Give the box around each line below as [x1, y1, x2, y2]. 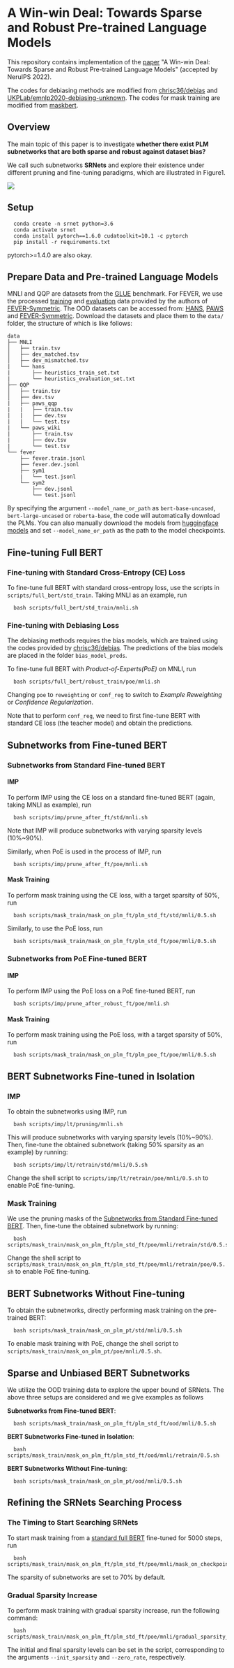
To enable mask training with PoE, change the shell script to [7, 1339, 179, 1348]
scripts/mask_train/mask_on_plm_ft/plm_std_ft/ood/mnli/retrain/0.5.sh [7, 1452, 219, 1459]
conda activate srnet [13, 226, 77, 233]
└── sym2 [19, 480, 45, 487]
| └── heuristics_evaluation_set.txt [7, 375, 136, 382]
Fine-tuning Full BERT [7, 547, 103, 559]
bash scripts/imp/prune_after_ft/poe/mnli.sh [13, 861, 148, 868]
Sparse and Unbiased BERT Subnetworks [7, 1367, 190, 1379]
